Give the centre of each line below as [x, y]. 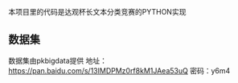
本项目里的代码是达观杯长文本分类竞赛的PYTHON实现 [97, 12]
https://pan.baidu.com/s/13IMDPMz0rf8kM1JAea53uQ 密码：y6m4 [119, 70]
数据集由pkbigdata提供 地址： [57, 60]
